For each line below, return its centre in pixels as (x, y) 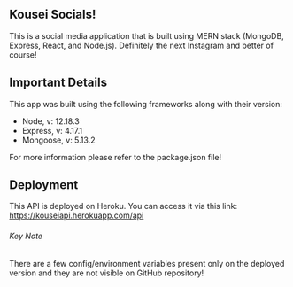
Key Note (26, 236)
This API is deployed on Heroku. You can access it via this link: (123, 206)
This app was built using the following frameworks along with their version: (146, 104)
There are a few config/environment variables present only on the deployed (147, 263)
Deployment (44, 185)
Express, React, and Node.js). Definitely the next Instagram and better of (142, 45)
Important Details (58, 83)
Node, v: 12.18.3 (50, 121)
